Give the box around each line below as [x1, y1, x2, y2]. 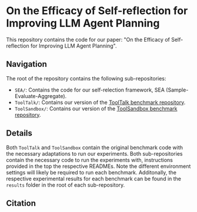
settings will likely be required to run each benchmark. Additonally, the [6, 169, 176, 176]
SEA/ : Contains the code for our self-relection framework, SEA [14, 86, 165, 93]
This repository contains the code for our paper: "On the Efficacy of [6, 36, 171, 43]
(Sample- [165, 86, 189, 93]
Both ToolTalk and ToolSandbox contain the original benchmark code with [6, 144, 183, 151]
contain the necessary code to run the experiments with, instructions [6, 156, 173, 163]
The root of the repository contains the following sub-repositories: [6, 75, 166, 82]
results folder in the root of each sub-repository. [6, 181, 125, 189]
